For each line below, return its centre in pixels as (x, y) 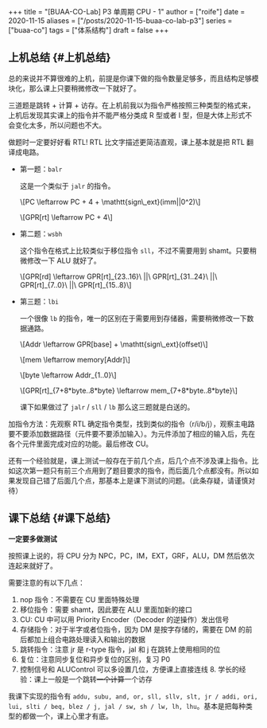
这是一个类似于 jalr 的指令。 (67, 186)
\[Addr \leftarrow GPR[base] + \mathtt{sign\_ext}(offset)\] (114, 344)
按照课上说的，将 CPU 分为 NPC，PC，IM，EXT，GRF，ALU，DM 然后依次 (132, 555)
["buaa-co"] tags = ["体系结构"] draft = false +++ (89, 30)
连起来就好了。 (33, 566)
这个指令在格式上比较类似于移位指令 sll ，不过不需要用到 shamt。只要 (135, 250)
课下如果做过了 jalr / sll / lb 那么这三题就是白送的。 (107, 407)
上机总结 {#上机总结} (60, 58)
